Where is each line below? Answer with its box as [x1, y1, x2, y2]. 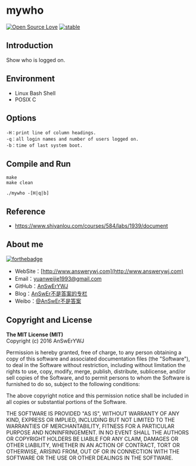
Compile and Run [6, 159, 71, 169]
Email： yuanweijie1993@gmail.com [14, 275, 102, 282]
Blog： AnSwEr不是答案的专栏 [14, 290, 88, 297]
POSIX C [14, 96, 36, 103]
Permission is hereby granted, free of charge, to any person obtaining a [6, 349, 182, 356]
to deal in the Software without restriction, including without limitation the [6, 361, 186, 368]
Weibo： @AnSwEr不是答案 [14, 297, 82, 305]
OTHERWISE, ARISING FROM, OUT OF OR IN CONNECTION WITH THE [6, 448, 180, 455]
